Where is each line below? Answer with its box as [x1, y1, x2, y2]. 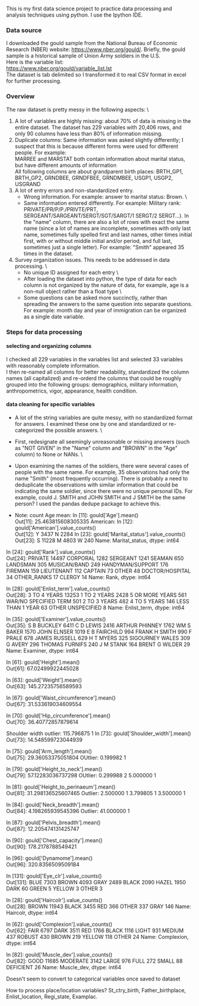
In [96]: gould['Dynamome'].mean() [6, 855, 93, 862]
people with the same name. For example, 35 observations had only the [14, 469, 190, 476]
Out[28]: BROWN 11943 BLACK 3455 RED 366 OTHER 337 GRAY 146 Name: [6, 903, 191, 910]
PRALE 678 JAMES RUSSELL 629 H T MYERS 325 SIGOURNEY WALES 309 [6, 634, 191, 641]
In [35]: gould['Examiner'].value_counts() [6, 615, 107, 622]
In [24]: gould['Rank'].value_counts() [6, 548, 96, 555]
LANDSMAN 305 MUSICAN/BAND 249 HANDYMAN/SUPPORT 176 [6, 561, 169, 568]
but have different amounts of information [14, 162, 117, 169]
